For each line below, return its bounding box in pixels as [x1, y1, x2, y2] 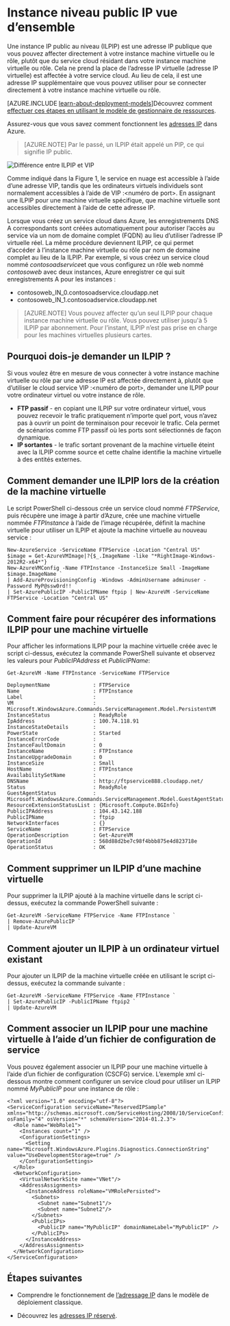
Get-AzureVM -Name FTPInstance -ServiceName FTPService [7, 670, 170, 677]
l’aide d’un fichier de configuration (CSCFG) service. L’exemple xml [7, 1069, 196, 1078]
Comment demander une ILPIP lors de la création [7, 475, 220, 487]
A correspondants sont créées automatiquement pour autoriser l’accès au [7, 224, 216, 232]
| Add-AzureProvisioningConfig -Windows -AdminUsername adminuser [7, 577, 201, 583]
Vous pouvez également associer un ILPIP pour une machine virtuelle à [7, 1062, 208, 1071]
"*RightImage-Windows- [151, 552, 216, 559]
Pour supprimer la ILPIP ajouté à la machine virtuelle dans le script [7, 892, 194, 900]
